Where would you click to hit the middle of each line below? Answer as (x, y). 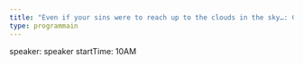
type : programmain (44, 26)
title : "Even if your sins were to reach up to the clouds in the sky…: (149, 17)
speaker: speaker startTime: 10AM (73, 51)
